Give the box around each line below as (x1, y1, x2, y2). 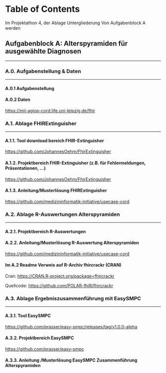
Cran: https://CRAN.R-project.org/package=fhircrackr (5, 273, 115, 279)
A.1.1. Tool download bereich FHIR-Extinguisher (5, 138, 104, 143)
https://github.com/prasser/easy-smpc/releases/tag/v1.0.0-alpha (5, 324, 137, 329)
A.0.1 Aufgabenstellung (5, 85, 54, 91)
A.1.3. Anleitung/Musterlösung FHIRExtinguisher (5, 187, 107, 193)
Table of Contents (5, 3, 80, 15)
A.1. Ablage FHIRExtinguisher (5, 120, 77, 127)
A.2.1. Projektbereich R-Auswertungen (5, 229, 86, 234)
